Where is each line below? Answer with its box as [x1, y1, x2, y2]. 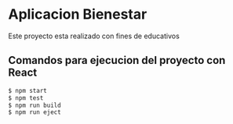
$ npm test [8, 94, 44, 102]
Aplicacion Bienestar [8, 5, 147, 23]
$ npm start [8, 87, 47, 94]
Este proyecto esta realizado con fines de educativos [8, 31, 180, 41]
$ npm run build [8, 101, 61, 109]
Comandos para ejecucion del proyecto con [8, 54, 226, 67]
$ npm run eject [8, 108, 61, 116]
